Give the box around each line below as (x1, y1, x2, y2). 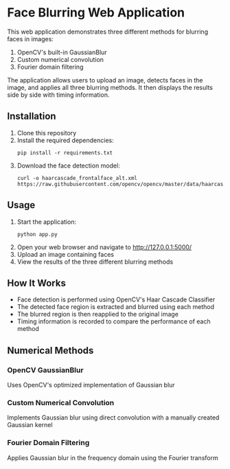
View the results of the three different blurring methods (16, 258, 174, 266)
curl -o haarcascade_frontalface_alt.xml (16, 174, 137, 181)
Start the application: (16, 218, 77, 226)
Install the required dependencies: (16, 136, 115, 144)
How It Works (7, 277, 67, 289)
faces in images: (7, 34, 54, 43)
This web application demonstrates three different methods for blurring (7, 27, 208, 36)
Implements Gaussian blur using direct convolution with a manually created (7, 413, 220, 422)
